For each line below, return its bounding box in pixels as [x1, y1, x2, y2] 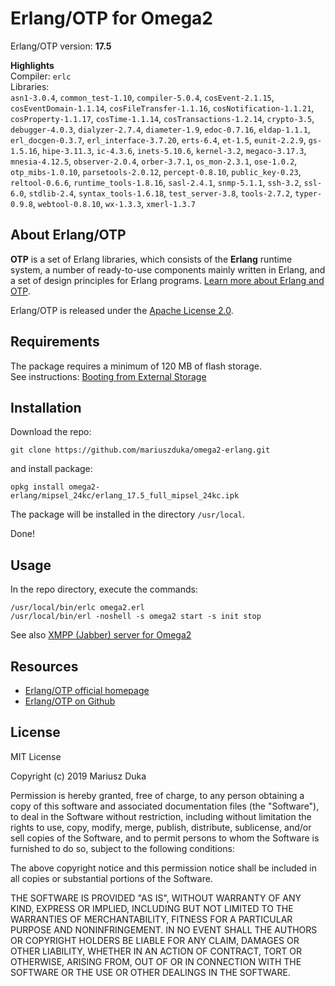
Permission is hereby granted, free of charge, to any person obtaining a [10, 789, 305, 801]
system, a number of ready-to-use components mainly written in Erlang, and [10, 263, 326, 276]
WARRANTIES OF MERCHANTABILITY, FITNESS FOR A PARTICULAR [10, 913, 293, 925]
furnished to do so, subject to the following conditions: [10, 842, 235, 854]
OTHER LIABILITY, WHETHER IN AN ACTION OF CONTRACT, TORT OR [10, 945, 302, 957]
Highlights [10, 59, 55, 71]
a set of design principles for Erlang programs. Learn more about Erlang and [10, 274, 325, 286]
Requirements [10, 333, 100, 351]
